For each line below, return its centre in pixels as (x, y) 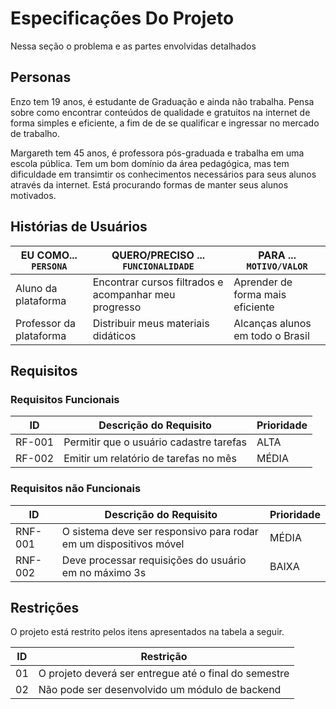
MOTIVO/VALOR (277, 266)
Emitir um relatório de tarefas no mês (150, 459)
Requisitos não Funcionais (76, 489)
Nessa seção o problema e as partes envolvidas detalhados (133, 46)
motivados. (33, 195)
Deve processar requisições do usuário (154, 560)
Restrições (45, 607)
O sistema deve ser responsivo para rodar (160, 531)
